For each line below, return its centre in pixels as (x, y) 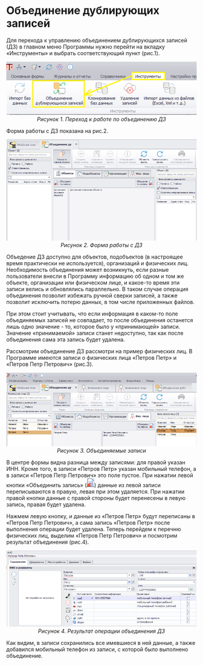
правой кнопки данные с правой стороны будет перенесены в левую (96, 498)
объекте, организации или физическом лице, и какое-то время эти (93, 282)
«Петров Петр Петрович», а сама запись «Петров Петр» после (88, 523)
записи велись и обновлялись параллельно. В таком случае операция (97, 289)
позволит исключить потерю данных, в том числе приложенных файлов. (101, 302)
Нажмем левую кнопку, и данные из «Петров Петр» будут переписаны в (101, 516)
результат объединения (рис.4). (48, 542)
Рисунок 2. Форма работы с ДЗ (101, 245)
